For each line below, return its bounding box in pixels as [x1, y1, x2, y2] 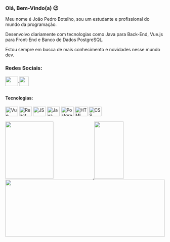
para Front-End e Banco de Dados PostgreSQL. [5, 37, 104, 43]
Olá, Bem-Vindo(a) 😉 [5, 5, 59, 12]
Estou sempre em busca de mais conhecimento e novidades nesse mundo [5, 47, 160, 53]
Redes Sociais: [5, 64, 42, 72]
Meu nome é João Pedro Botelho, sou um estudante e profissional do [5, 16, 150, 22]
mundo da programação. [5, 21, 57, 27]
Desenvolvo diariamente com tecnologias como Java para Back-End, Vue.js [5, 31, 163, 38]
